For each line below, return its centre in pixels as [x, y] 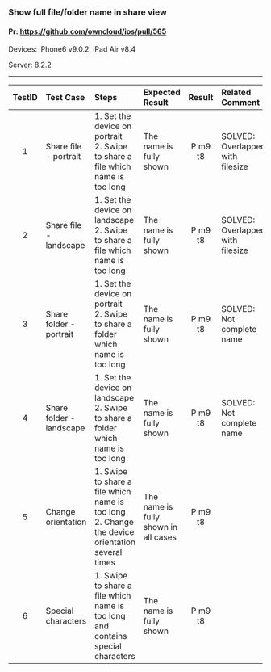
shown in [161, 527]
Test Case [65, 98]
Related [236, 93]
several [108, 552]
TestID [25, 98]
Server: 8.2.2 [30, 65]
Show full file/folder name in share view [88, 12]
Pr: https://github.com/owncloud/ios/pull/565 [88, 31]
